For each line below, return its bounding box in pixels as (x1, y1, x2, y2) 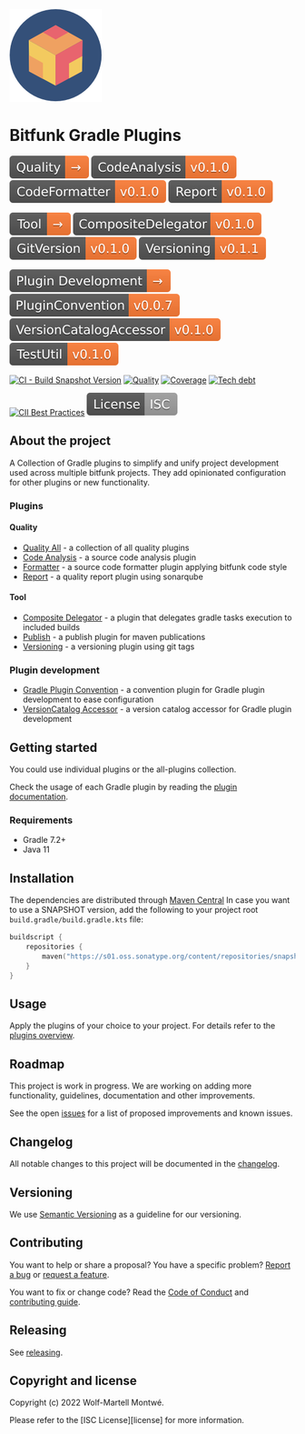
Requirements (9, 814, 74, 827)
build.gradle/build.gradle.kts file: (9, 914, 143, 925)
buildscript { (9, 933, 64, 942)
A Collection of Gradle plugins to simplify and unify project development (9, 457, 280, 468)
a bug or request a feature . (9, 1269, 110, 1279)
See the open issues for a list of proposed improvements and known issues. (9, 1108, 293, 1118)
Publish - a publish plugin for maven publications (22, 632, 206, 643)
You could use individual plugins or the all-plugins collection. (9, 764, 237, 775)
